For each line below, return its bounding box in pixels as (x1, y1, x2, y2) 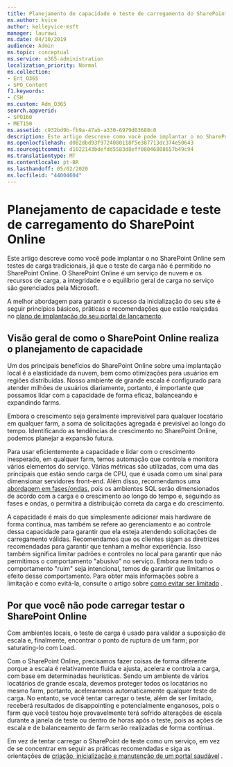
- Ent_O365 (7, 74, 39, 82)
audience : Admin (7, 42, 54, 49)
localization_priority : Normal (7, 62, 98, 69)
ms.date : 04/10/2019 (7, 36, 67, 43)
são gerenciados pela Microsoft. (7, 284, 99, 292)
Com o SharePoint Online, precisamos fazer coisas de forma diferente (7, 657, 207, 665)
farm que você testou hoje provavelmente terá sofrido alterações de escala (7, 709, 223, 717)
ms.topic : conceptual (7, 49, 70, 56)
